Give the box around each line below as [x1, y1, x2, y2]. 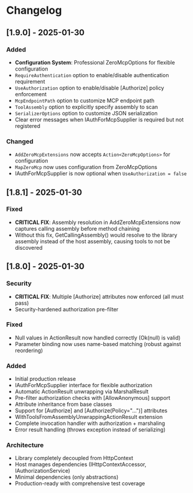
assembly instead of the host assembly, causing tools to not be [14, 237, 170, 245]
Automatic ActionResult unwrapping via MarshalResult [14, 388, 149, 395]
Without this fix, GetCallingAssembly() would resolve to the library [14, 231, 177, 238]
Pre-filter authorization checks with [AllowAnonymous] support [14, 394, 170, 402]
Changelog [6, 4, 62, 17]
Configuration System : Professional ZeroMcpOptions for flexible [14, 59, 175, 66]
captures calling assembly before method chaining [14, 225, 140, 232]
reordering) [14, 347, 43, 354]
